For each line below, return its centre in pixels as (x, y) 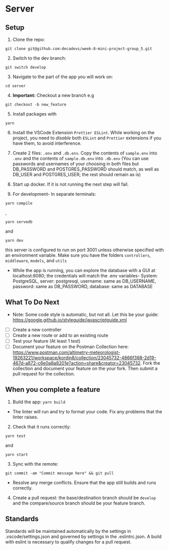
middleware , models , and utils (36, 261)
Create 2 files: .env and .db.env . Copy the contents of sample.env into (85, 153)
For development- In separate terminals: (54, 194)
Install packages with (35, 114)
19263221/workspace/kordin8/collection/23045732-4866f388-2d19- (84, 358)
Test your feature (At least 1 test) (46, 341)
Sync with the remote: (35, 464)
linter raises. (25, 417)
